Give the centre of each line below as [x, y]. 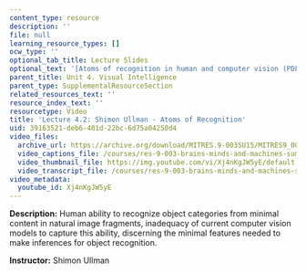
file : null [30, 35]
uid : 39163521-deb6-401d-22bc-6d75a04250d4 [93, 129]
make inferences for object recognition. [83, 243]
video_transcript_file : [62, 171]
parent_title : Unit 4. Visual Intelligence [93, 78]
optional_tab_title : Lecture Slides [79, 60]
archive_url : [42, 145]
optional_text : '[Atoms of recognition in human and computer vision [144, 69]
